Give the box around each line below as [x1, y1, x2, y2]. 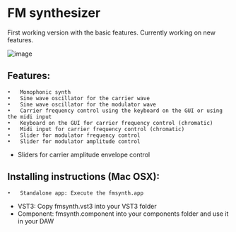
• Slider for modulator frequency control [7, 132, 141, 139]
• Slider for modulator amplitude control [7, 138, 141, 145]
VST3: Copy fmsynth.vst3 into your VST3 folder [17, 202, 157, 210]
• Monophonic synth [7, 88, 71, 96]
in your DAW [17, 216, 54, 225]
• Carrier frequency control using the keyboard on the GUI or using [7, 107, 223, 114]
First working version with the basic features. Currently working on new [7, 28, 216, 37]
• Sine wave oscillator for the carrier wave [7, 94, 151, 102]
